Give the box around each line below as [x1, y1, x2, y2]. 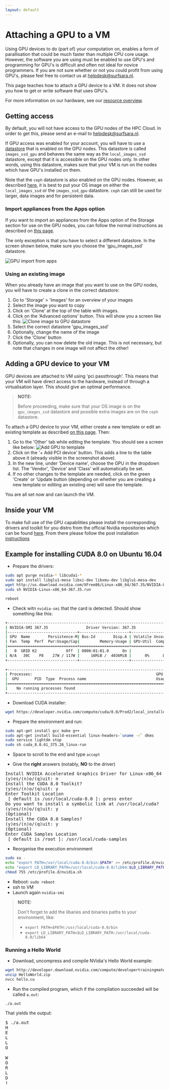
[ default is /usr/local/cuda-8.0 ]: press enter [8, 796, 133, 802]
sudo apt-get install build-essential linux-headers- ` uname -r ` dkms [5, 733, 154, 738]
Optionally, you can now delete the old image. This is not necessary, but [12, 339, 162, 345]
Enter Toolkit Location [5, 791, 64, 797]
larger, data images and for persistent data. [5, 193, 95, 199]
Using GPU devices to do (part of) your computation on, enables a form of [5, 46, 159, 52]
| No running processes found [5, 686, 75, 691]
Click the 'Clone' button [12, 334, 62, 340]
